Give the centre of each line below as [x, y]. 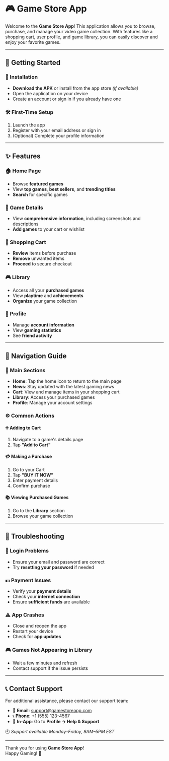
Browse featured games [38, 184]
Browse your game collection [43, 516]
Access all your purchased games [48, 290]
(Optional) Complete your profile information [58, 135]
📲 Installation [22, 77]
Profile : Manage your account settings [52, 403]
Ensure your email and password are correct [58, 562]
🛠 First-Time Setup [29, 112]
